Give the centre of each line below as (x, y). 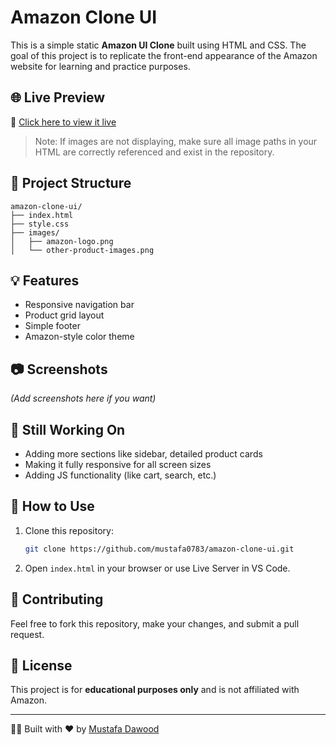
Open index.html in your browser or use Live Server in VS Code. (157, 568)
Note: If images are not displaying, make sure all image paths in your (176, 141)
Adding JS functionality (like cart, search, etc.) (120, 475)
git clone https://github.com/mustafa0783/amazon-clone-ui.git (159, 549)
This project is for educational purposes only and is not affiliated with (155, 690)
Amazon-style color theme (79, 337)
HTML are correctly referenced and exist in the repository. (154, 152)
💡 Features (45, 280)
